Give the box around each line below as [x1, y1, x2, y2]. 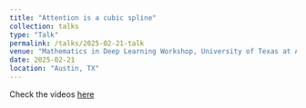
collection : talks [9, 22, 79, 31]
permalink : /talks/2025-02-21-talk [9, 38, 145, 48]
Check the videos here [9, 88, 95, 100]
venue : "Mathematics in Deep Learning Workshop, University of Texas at [9, 47, 291, 56]
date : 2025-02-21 [9, 55, 76, 64]
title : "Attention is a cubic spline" [9, 13, 157, 23]
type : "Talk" [9, 30, 59, 39]
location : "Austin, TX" [9, 64, 100, 74]
